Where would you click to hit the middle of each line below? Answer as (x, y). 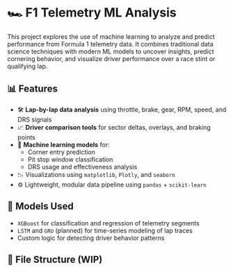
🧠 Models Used (41, 206)
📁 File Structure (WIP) (55, 259)
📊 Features (32, 89)
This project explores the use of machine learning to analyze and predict (111, 36)
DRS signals (34, 119)
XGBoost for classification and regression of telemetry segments (108, 223)
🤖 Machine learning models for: (63, 144)
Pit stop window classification (70, 159)
